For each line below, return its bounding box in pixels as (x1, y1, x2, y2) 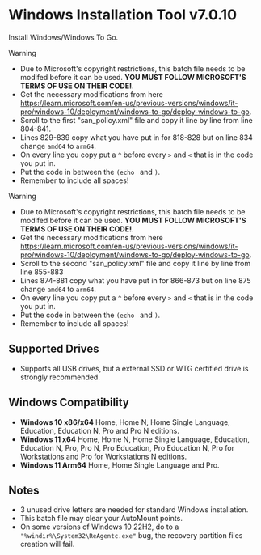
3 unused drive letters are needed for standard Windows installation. (19, 505, 249, 515)
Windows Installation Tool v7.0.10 (8, 6, 237, 24)
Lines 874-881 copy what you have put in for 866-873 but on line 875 (19, 275, 252, 285)
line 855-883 (19, 267, 64, 277)
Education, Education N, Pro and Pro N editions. (19, 426, 179, 435)
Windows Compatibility (8, 396, 129, 409)
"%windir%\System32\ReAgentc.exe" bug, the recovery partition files (19, 531, 243, 540)
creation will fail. (19, 540, 75, 549)
